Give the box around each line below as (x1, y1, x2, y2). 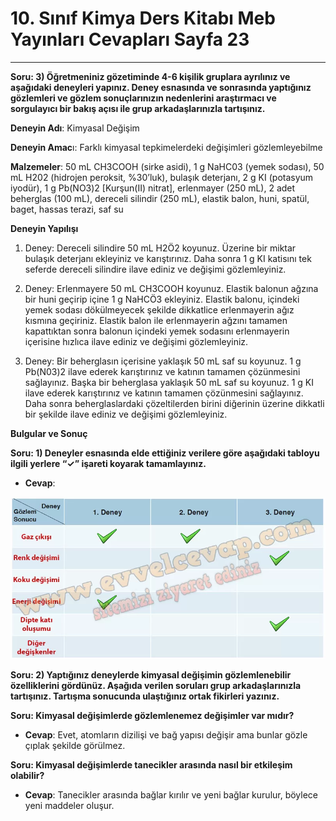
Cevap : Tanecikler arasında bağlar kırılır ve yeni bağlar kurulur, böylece (24, 788, 319, 801)
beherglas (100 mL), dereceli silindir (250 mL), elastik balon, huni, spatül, (10, 192, 310, 204)
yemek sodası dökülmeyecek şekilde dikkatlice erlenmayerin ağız (24, 303, 295, 316)
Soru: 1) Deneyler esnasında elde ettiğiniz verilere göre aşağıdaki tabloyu (10, 447, 320, 459)
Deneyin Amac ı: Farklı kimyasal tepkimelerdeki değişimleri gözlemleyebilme (10, 141, 323, 153)
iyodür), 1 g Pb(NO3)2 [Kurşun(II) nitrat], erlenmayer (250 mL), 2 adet (10, 182, 296, 194)
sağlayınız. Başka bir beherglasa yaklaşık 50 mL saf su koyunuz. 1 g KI (24, 376, 314, 388)
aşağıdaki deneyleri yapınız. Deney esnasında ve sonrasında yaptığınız (10, 81, 312, 93)
